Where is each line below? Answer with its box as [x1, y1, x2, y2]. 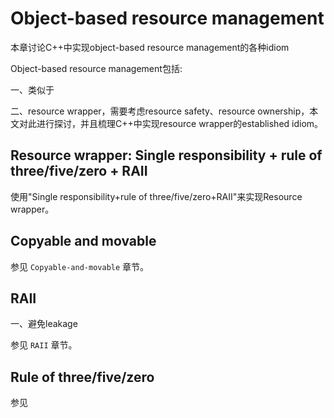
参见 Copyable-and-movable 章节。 [10, 260, 150, 272]
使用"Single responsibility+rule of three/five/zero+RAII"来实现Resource [10, 190, 303, 202]
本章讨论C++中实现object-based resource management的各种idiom [10, 41, 290, 53]
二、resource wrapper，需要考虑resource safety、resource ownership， [10, 105, 310, 117]
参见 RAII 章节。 [10, 339, 78, 351]
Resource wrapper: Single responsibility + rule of [10, 147, 323, 164]
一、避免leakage [10, 318, 78, 330]
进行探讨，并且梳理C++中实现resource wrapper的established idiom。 [36, 117, 324, 129]
